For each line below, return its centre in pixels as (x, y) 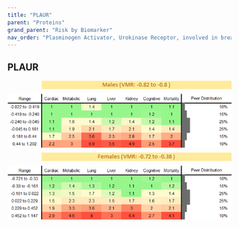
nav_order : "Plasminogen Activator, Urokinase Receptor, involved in (113, 38)
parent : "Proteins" (36, 22)
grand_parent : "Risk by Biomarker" (60, 30)
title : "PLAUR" (30, 15)
